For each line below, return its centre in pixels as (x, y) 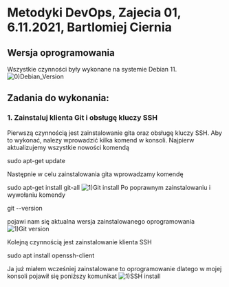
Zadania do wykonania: (58, 98)
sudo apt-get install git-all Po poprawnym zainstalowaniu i (109, 187)
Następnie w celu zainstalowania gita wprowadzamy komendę (95, 174)
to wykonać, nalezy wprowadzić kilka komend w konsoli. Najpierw (101, 140)
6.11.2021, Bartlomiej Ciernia (89, 27)
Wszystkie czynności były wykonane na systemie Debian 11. (92, 69)
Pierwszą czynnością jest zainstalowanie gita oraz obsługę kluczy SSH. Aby (115, 133)
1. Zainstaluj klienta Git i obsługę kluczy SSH (83, 118)
